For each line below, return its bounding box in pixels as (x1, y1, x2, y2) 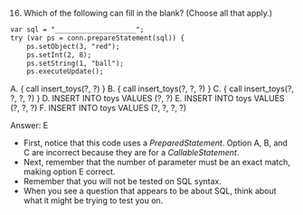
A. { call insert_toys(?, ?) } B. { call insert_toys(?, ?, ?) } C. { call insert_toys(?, (10, 83, 295, 94)
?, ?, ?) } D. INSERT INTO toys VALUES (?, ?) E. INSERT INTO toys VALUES (10, 93, 285, 104)
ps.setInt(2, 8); (26, 50, 92, 60)
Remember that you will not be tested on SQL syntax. (23, 176, 223, 187)
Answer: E (10, 120, 49, 131)
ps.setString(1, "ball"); (26, 59, 125, 68)
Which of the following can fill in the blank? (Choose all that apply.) (23, 8, 273, 18)
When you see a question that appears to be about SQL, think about (23, 185, 277, 197)
